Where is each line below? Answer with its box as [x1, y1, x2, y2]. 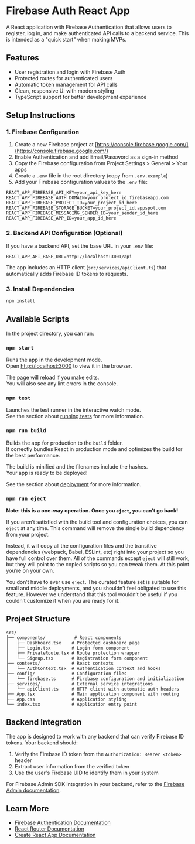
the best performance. [6, 452, 60, 459]
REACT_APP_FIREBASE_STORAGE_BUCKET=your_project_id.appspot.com [6, 205, 166, 211]
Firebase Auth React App [6, 4, 131, 18]
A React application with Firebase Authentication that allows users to [6, 23, 172, 30]
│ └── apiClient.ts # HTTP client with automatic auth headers [6, 686, 180, 692]
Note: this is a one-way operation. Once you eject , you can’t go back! [6, 507, 179, 514]
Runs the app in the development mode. [6, 356, 102, 364]
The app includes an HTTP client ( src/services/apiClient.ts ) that [6, 264, 167, 271]
